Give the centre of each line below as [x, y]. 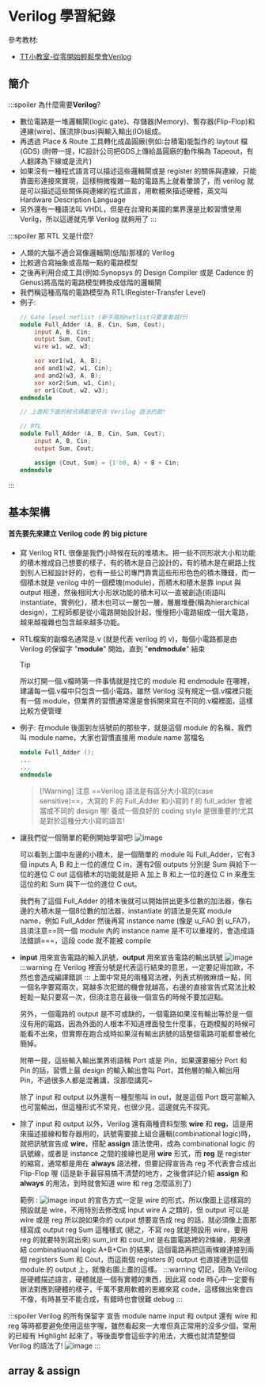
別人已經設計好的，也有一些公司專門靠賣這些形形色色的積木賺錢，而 [138, 573]
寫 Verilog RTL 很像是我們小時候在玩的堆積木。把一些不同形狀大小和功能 [137, 553]
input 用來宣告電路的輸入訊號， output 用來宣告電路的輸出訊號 [121, 957]
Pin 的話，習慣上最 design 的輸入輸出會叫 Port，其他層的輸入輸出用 [129, 1070]
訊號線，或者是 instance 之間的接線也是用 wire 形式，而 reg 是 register [135, 1153]
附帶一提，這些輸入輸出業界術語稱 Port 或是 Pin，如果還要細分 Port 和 [133, 1060]
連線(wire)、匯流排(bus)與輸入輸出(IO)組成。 [93, 131]
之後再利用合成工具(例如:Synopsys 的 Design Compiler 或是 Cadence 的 [137, 272]
